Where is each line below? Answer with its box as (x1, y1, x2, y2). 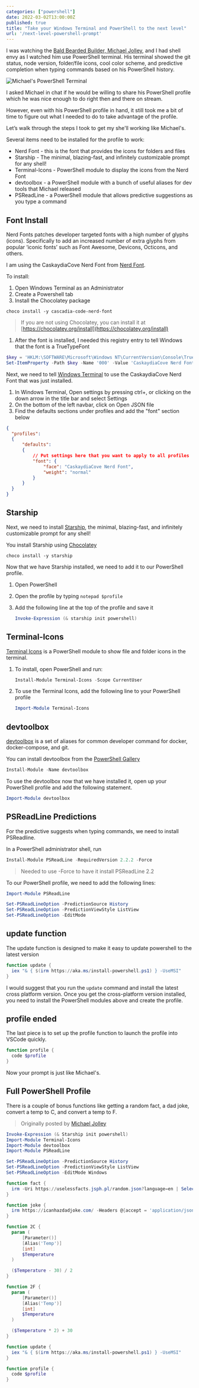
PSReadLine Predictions (6, 812, 97, 822)
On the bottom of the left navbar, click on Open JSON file (14, 401, 155, 408)
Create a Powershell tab (14, 290, 73, 297)
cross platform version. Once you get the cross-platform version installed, (6, 990, 187, 998)
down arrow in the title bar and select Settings (14, 395, 127, 402)
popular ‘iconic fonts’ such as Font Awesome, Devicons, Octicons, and (6, 243, 178, 250)
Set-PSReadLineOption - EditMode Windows (6, 1170, 108, 1176)
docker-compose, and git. (6, 744, 70, 751)
